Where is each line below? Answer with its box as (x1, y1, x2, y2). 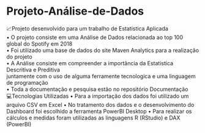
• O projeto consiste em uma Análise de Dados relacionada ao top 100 (6, 34, 184, 41)
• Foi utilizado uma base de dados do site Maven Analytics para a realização (6, 46, 199, 54)
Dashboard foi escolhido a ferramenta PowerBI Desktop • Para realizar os (6, 107, 192, 115)
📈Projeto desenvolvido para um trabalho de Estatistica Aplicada (6, 24, 168, 32)
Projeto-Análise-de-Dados (6, 4, 144, 18)
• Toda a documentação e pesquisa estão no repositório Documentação (6, 85, 188, 93)
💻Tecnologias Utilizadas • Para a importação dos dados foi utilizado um (6, 92, 189, 99)
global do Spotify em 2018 (6, 40, 73, 47)
